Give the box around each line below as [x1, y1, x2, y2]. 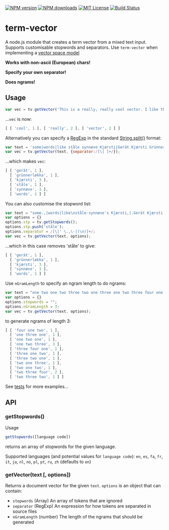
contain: [5, 488, 22, 494]
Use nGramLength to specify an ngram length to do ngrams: [5, 280, 127, 286]
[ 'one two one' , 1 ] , [10, 337, 57, 342]
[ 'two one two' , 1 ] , [10, 365, 57, 370]
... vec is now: [5, 116, 32, 122]
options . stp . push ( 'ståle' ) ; [5, 224, 64, 230]
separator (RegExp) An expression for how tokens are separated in [12, 503, 151, 509]
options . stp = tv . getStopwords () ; [5, 219, 78, 225]
